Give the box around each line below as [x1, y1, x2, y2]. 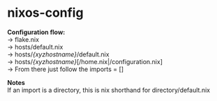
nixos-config [7, 5, 84, 21]
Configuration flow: [7, 28, 66, 36]
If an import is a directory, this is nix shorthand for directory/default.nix [7, 86, 211, 94]
